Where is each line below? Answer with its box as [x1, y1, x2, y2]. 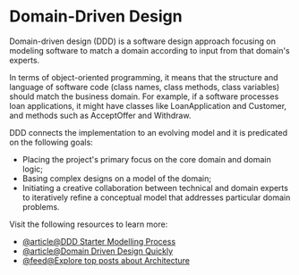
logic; [21, 163, 43, 174]
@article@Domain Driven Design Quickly [21, 246, 174, 256]
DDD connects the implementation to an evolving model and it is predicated [9, 127, 288, 137]
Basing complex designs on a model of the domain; [21, 172, 212, 184]
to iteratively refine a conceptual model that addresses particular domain [21, 192, 291, 203]
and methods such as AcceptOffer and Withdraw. [9, 110, 192, 121]
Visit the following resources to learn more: [9, 219, 168, 229]
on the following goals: [9, 137, 94, 147]
